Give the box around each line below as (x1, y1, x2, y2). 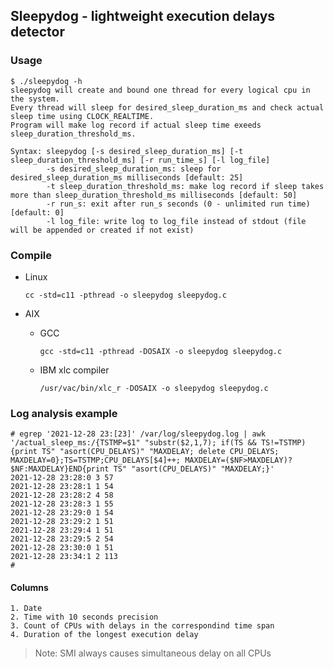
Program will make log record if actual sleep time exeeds (10, 120, 262, 130)
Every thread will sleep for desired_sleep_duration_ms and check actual (10, 102, 325, 113)
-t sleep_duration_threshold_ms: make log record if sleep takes (46, 181, 325, 191)
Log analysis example (10, 406, 118, 420)
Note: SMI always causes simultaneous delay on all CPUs (34, 647, 272, 659)
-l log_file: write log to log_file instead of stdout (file (46, 216, 307, 226)
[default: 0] (10, 207, 65, 218)
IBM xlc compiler (39, 364, 110, 376)
